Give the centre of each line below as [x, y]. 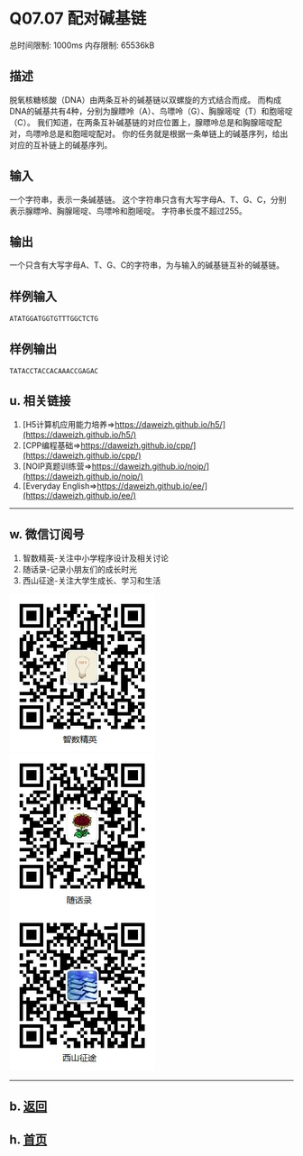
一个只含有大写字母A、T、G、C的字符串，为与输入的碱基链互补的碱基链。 [147, 265]
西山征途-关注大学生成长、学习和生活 [92, 580]
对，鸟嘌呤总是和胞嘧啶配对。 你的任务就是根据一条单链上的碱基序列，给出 [149, 133]
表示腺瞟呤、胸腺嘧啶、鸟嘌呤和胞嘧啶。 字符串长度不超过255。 [129, 211]
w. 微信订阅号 [47, 534]
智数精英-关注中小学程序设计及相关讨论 [96, 558]
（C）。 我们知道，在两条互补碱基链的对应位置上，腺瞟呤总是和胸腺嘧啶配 [146, 122]
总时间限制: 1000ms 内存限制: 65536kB [82, 45]
